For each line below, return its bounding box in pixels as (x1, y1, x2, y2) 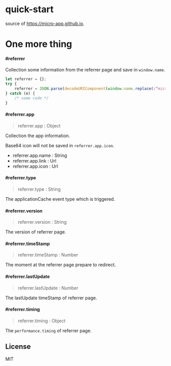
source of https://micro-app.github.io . (5, 20, 85, 27)
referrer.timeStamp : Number (17, 252, 78, 258)
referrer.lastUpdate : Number (17, 284, 79, 291)
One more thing (5, 38, 72, 50)
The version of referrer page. (5, 229, 66, 235)
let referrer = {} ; (5, 76, 47, 82)
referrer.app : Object (17, 122, 61, 128)
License (5, 343, 31, 351)
